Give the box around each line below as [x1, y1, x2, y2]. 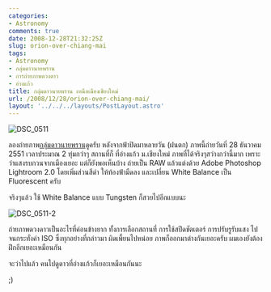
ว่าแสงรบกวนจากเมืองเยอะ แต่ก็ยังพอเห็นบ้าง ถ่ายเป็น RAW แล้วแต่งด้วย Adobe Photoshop [8, 159, 261, 168]
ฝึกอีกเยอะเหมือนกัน [8, 243, 62, 252]
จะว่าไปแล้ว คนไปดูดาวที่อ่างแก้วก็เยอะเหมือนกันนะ [8, 259, 142, 269]
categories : [8, 11, 49, 20]
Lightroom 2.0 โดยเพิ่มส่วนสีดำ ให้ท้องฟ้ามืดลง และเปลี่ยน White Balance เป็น [8, 167, 232, 177]
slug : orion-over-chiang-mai [8, 42, 107, 50]
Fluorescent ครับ [8, 176, 61, 186]
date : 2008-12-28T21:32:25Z [8, 34, 104, 43]
